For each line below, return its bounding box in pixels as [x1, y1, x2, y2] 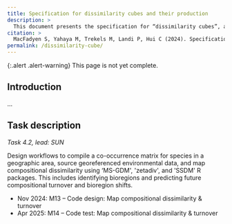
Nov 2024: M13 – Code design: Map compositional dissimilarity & [17, 194, 202, 203]
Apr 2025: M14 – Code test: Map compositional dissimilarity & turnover [17, 209, 218, 217]
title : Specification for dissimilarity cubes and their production [7, 10, 209, 17]
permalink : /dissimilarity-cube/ [7, 42, 104, 49]
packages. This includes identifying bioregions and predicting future [7, 174, 202, 182]
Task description [7, 120, 81, 131]
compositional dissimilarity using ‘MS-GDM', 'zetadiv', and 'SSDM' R [7, 166, 202, 174]
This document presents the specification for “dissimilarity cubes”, [13, 23, 221, 30]
